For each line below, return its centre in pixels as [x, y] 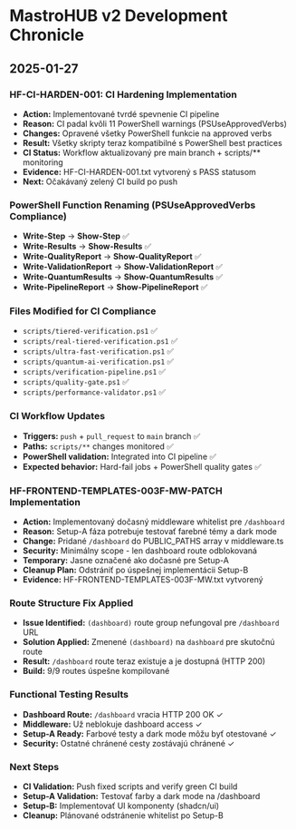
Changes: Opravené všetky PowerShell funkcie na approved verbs [147, 133]
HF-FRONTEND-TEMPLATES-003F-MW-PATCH [116, 491]
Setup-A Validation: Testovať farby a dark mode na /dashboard [141, 796]
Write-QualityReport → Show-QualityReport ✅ [112, 257]
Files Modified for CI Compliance [83, 311]
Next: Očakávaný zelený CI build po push [100, 181]
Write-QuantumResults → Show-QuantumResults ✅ [123, 277]
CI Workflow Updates [57, 416]
